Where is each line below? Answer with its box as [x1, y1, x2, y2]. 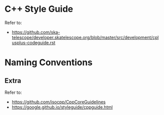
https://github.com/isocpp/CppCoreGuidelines [11, 99, 106, 105]
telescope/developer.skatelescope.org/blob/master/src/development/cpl [11, 34, 159, 40]
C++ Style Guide [4, 3, 73, 15]
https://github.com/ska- [11, 29, 60, 35]
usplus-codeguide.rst [11, 39, 55, 45]
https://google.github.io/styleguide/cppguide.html [11, 104, 113, 110]
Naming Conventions [4, 57, 93, 68]
